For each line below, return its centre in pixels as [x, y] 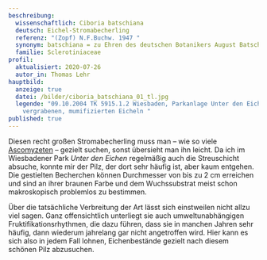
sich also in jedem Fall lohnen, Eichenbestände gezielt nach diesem [118, 241]
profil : [21, 60]
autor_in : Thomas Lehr [53, 75]
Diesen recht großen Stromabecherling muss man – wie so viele [112, 141]
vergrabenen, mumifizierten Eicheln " [87, 112]
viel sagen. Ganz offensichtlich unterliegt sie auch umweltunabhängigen [126, 216]
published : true [35, 119]
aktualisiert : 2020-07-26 [58, 67]
